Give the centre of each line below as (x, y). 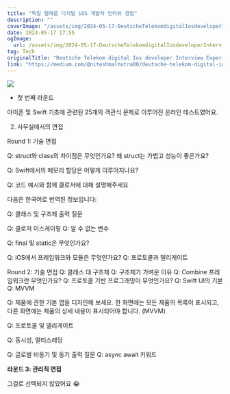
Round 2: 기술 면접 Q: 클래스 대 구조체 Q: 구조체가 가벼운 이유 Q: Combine (107, 272)
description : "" (30, 20)
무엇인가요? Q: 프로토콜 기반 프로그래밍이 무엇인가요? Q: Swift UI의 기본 (127, 280)
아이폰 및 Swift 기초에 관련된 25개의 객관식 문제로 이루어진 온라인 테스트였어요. (113, 112)
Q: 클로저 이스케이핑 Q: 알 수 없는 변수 (58, 228)
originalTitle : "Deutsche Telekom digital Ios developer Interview (105, 58)
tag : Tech (21, 52)
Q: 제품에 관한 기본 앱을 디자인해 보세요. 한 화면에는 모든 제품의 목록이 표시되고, (113, 302)
